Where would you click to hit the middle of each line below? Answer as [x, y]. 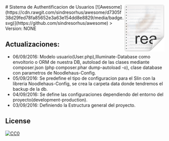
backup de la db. [30, 89]
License [18, 121]
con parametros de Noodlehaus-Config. [54, 73]
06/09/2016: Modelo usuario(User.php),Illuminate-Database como [81, 56]
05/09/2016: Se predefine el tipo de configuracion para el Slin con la [84, 78]
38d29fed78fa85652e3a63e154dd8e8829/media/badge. [65, 18]
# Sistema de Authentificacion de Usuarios [50, 7]
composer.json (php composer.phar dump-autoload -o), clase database [87, 67]
